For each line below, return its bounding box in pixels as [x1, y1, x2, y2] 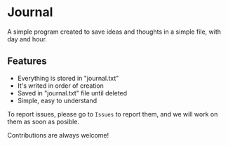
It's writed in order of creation [17, 81, 104, 90]
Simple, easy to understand [17, 96, 97, 105]
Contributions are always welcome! [7, 131, 109, 139]
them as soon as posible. [7, 117, 79, 126]
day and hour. [7, 34, 48, 43]
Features [7, 55, 47, 67]
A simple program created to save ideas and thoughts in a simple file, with [7, 27, 222, 36]
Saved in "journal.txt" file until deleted [17, 88, 128, 97]
